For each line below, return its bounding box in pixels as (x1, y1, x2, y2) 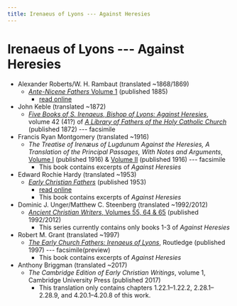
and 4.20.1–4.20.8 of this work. (61, 290, 151, 299)
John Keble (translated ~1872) (17, 102, 106, 111)
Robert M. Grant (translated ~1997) (17, 230, 120, 239)
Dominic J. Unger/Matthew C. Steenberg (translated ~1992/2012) (17, 200, 208, 209)
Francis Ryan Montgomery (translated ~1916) (17, 132, 150, 141)
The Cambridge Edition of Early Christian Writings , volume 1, (28, 268, 206, 277)
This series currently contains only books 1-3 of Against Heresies (38, 223, 231, 231)
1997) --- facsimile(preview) (28, 246, 111, 254)
